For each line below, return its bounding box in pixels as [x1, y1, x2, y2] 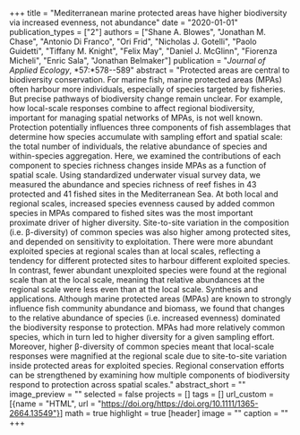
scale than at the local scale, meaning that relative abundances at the [9, 274, 265, 285]
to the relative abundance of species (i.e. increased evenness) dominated [9, 313, 280, 323]
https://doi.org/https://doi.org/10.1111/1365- [101, 398, 259, 409]
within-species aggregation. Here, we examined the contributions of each [9, 151, 281, 161]
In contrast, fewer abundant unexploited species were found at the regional [9, 265, 287, 275]
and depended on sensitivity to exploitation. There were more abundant [9, 237, 274, 247]
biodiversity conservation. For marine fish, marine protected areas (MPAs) [9, 74, 282, 84]
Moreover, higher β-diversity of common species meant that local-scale [9, 341, 275, 352]
